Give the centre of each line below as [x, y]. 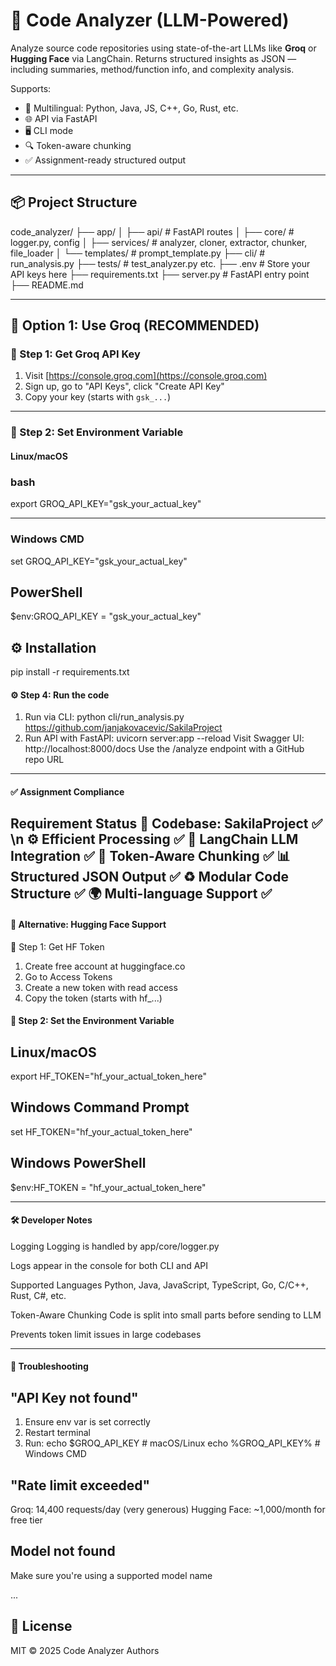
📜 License [41, 1626]
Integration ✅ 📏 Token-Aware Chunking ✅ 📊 [150, 856]
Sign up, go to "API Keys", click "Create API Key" [124, 386]
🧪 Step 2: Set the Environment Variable [92, 1021]
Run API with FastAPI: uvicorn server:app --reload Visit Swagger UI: [164, 738]
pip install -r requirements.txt [70, 672]
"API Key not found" [74, 1397]
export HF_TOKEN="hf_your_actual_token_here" [109, 1076]
